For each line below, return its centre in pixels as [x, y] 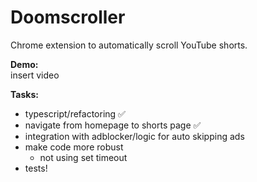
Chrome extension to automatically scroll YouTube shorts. [129, 45]
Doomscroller [68, 17]
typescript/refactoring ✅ [75, 113]
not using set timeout [83, 157]
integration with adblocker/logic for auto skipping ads [134, 136]
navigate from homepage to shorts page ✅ [113, 125]
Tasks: [24, 94]
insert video [35, 75]
